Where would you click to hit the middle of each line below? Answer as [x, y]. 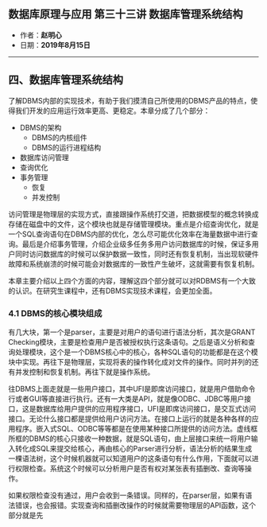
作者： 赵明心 [41, 35]
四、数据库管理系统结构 [66, 80]
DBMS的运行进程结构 [66, 147]
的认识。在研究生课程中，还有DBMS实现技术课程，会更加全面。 [112, 291]
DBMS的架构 [41, 127]
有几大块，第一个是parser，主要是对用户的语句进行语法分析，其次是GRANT [132, 332]
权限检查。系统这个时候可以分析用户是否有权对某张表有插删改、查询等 [130, 468]
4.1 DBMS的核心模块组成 [55, 313]
